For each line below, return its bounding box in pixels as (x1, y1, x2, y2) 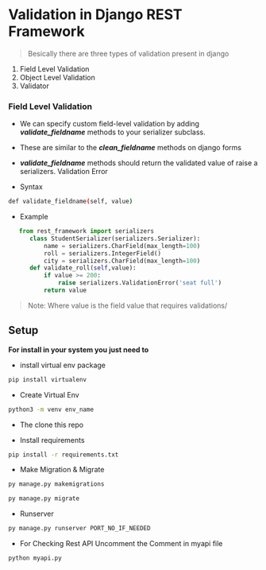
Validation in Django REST (8, 6, 183, 24)
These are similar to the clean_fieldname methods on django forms (19, 143, 242, 153)
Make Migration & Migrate (19, 465, 105, 475)
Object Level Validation (19, 72, 95, 82)
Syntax (19, 182, 44, 192)
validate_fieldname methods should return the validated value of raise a (19, 158, 258, 168)
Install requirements (19, 435, 85, 444)
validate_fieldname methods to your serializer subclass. (19, 127, 206, 137)
